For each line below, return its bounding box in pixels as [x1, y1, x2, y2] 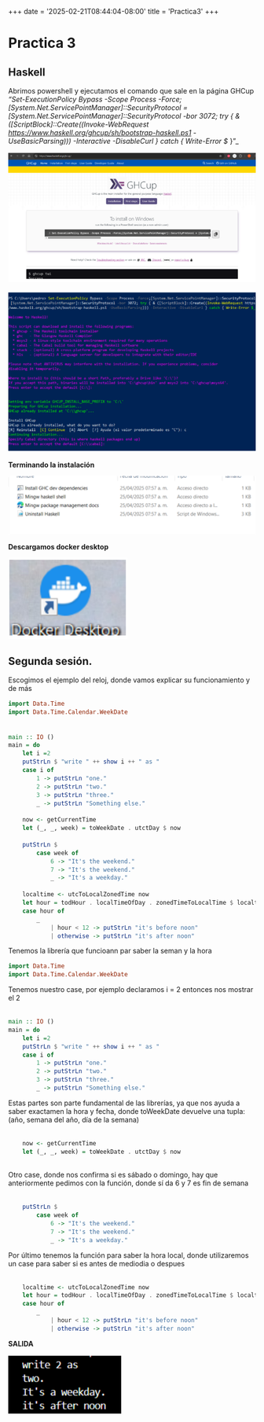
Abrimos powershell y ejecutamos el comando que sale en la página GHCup [8, 86, 255, 95]
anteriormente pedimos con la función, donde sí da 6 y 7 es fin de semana [8, 1178, 249, 1188]
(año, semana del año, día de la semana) [8, 1115, 140, 1124]
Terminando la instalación [8, 460, 95, 470]
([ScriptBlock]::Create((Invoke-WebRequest [8, 119, 149, 129]
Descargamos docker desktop [8, 542, 108, 552]
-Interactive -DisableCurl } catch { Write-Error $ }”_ [73, 137, 240, 145]
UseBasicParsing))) [8, 137, 72, 145]
